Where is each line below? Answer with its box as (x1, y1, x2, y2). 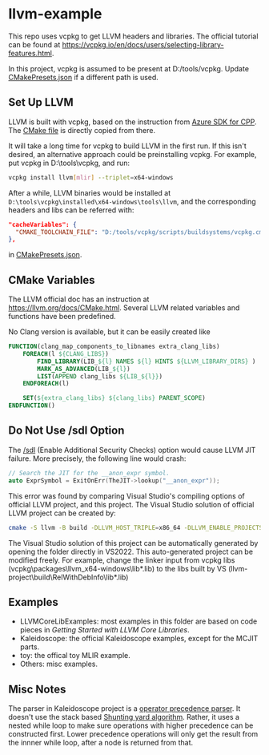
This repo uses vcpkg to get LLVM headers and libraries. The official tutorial (8, 31, 259, 41)
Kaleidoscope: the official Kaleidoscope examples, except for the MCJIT (19, 634, 259, 644)
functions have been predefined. (8, 312, 116, 321)
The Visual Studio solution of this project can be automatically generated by (8, 538, 259, 547)
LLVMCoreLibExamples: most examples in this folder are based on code (19, 616, 258, 626)
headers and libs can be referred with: (8, 205, 134, 215)
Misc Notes (8, 682, 66, 696)
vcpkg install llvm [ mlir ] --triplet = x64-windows (8, 173, 174, 181)
